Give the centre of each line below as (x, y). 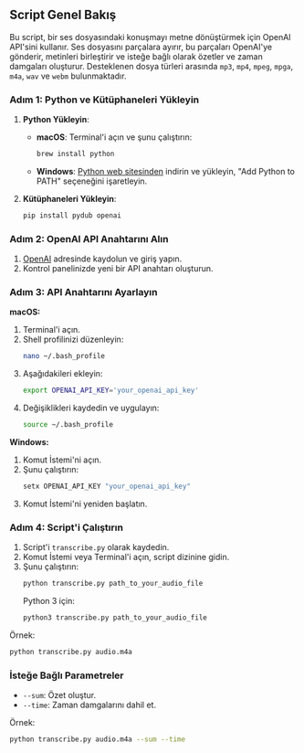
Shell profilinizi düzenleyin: (73, 339)
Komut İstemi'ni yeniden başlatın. (85, 504)
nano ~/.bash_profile (63, 356)
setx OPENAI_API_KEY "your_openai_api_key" (107, 487)
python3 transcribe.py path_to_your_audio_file (115, 618)
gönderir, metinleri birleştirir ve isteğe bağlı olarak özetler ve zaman (136, 56)
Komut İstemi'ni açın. (62, 460)
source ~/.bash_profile (68, 425)
